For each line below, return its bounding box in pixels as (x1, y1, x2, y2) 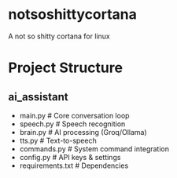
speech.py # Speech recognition (19, 119, 126, 129)
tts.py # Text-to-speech (19, 136, 97, 145)
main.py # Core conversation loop (19, 111, 130, 120)
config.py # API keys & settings (19, 152, 121, 162)
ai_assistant (8, 90, 68, 104)
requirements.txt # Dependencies (19, 161, 129, 170)
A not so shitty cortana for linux (8, 31, 110, 41)
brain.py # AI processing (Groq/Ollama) (19, 127, 147, 136)
